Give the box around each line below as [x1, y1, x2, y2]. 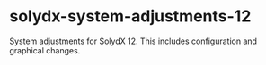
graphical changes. [9, 45, 81, 55]
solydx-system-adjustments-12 [9, 6, 252, 27]
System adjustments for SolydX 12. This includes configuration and [9, 36, 258, 46]
